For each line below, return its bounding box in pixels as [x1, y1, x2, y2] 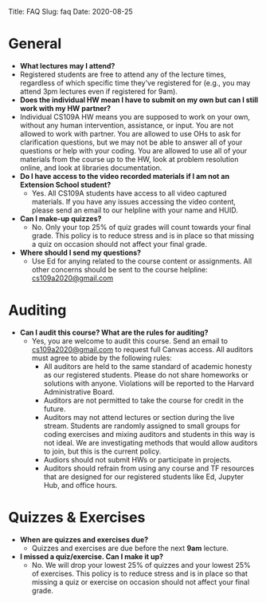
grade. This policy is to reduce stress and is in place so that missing [31, 231, 255, 240]
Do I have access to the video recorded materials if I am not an [19, 171, 229, 181]
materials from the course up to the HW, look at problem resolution [19, 154, 239, 164]
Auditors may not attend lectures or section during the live [43, 412, 235, 422]
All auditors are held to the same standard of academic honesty [43, 361, 252, 371]
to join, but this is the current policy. [43, 446, 162, 456]
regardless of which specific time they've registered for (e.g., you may [19, 77, 251, 87]
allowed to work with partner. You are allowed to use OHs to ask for [19, 129, 241, 138]
